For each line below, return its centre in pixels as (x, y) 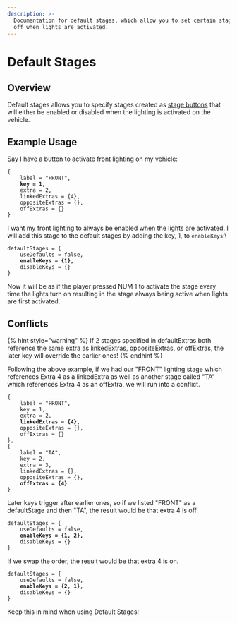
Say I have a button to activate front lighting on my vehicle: (93, 159)
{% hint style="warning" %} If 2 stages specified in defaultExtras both (109, 340)
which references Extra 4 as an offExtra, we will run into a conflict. (104, 384)
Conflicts (28, 323)
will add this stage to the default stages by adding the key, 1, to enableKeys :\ (117, 236)
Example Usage (42, 142)
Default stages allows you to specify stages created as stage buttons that (114, 105)
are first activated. (34, 301)
